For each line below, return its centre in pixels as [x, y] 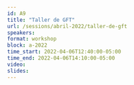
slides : [18, 71]
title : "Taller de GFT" [41, 20]
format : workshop [32, 39]
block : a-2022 [27, 45]
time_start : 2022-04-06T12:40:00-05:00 [64, 52]
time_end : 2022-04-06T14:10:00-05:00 [61, 58]
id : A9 [16, 13]
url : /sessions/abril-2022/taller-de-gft [67, 26]
